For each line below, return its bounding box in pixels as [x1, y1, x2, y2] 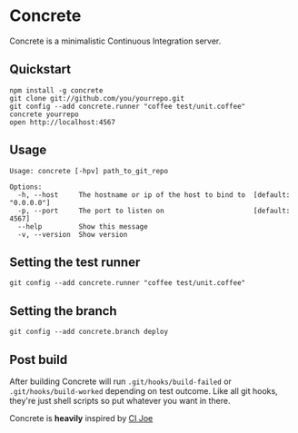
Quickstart [9, 62, 72, 77]
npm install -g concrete [9, 85, 104, 95]
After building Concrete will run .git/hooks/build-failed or [9, 376, 232, 387]
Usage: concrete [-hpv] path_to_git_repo [9, 166, 169, 175]
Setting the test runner [9, 254, 141, 270]
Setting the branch [9, 303, 117, 319]
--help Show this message [17, 221, 148, 231]
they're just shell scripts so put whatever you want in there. [9, 396, 231, 406]
